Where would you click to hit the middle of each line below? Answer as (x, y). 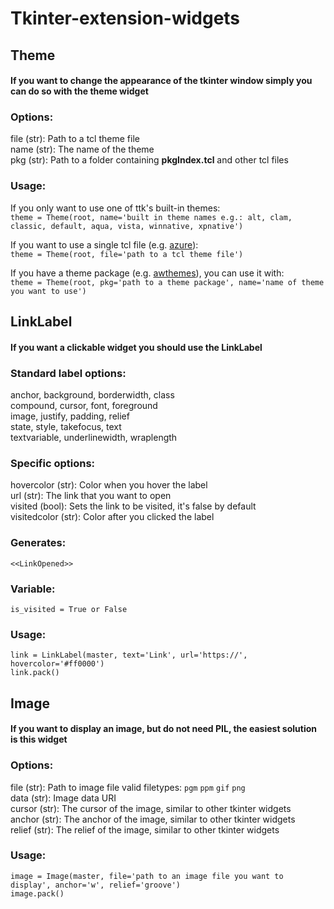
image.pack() (37, 893)
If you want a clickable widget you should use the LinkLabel (136, 347)
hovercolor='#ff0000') (57, 664)
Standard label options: (68, 373)
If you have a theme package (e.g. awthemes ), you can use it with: (147, 273)
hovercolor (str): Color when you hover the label (109, 485)
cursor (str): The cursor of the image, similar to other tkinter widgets (151, 808)
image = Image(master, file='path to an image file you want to (147, 876)
